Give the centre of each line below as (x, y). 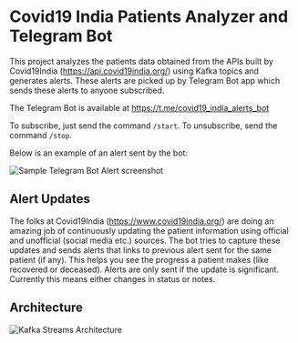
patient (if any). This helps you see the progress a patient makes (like (139, 259)
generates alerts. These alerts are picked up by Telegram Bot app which (145, 80)
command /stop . (41, 135)
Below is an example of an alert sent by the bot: (99, 153)
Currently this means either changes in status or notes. (113, 278)
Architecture (46, 308)
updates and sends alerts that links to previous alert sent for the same (140, 250)
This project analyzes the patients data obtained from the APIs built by (141, 61)
